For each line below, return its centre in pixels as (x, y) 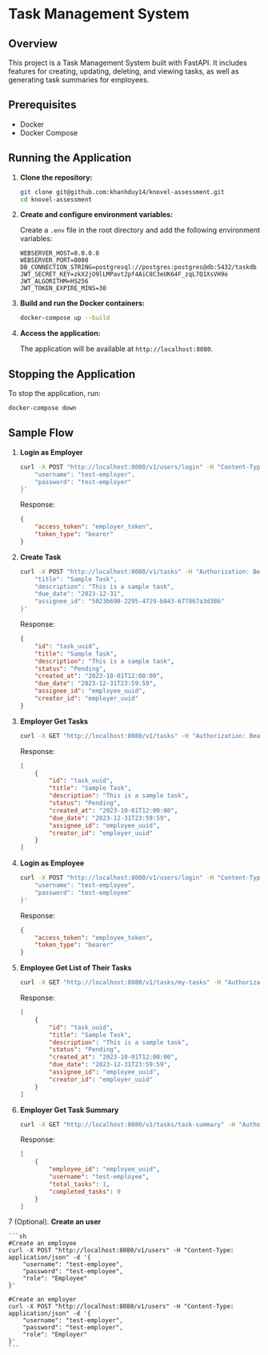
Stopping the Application (72, 374)
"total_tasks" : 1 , (80, 1184)
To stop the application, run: (55, 393)
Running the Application (70, 158)
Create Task (40, 557)
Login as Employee (52, 863)
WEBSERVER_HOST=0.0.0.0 (60, 253)
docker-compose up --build (65, 318)
